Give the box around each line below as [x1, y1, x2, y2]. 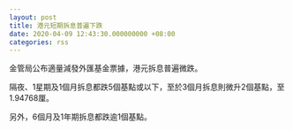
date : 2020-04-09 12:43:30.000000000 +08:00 [9, 29, 176, 38]
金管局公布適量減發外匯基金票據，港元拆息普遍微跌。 [9, 63, 203, 73]
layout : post [9, 12, 57, 22]
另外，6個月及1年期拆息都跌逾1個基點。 [9, 111, 153, 122]
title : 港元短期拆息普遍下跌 [9, 21, 103, 30]
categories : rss [9, 37, 69, 47]
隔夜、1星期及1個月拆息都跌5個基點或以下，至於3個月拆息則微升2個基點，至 [9, 81, 285, 93]
